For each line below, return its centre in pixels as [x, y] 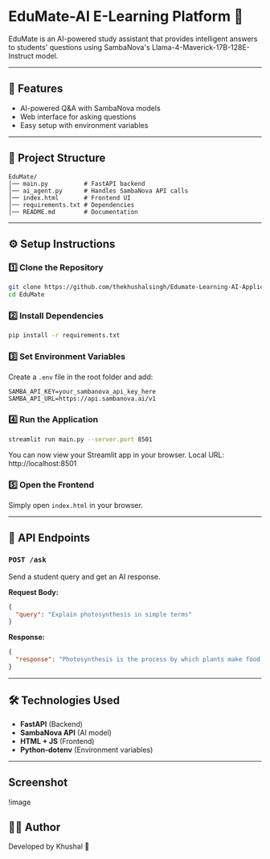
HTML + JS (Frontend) [57, 741]
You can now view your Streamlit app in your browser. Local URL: [117, 455]
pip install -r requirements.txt [64, 336]
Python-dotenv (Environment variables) [86, 750]
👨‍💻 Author [35, 827]
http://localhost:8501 [43, 463]
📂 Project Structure [57, 158]
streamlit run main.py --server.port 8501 [80, 439]
